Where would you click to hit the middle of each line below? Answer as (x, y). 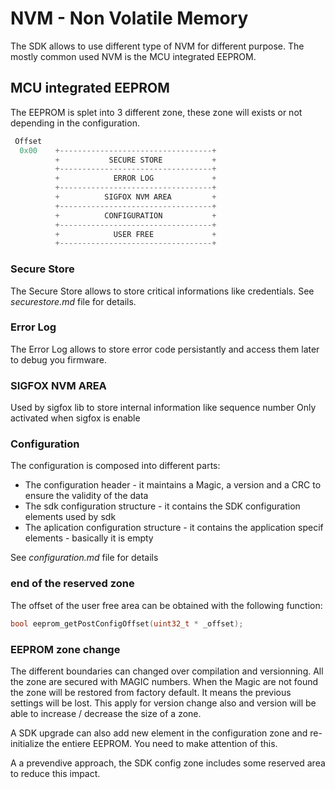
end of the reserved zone (72, 584)
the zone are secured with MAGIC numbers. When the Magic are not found (164, 681)
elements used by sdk (70, 517)
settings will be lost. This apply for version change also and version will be (163, 703)
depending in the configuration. (75, 123)
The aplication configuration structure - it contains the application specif (174, 528)
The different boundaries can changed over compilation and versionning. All (167, 671)
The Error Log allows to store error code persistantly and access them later (165, 349)
